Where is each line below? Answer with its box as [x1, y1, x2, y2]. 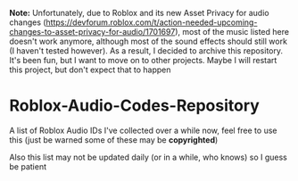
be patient [9, 160, 47, 172]
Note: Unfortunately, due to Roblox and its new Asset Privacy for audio [9, 8, 269, 18]
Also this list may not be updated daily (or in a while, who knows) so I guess [9, 152, 287, 162]
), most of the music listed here [175, 27, 290, 37]
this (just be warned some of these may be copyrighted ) [9, 134, 219, 145]
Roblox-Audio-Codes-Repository [9, 95, 261, 116]
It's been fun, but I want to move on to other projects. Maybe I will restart [9, 55, 277, 65]
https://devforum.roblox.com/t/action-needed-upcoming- [46, 17, 258, 28]
